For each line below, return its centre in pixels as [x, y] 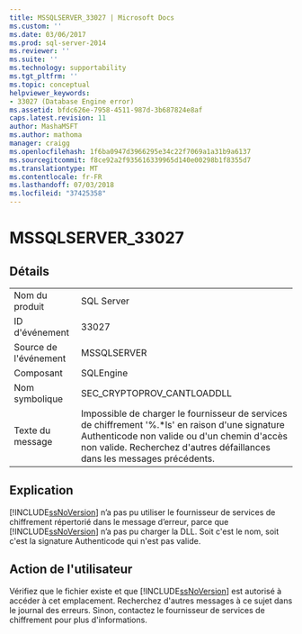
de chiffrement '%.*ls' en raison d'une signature [182, 425]
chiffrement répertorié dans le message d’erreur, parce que [119, 521]
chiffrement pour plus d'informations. [79, 620]
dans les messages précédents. [148, 458]
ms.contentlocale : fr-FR [56, 177]
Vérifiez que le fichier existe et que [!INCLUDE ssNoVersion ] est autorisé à [146, 591]
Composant [38, 373]
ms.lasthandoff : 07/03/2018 [62, 186]
